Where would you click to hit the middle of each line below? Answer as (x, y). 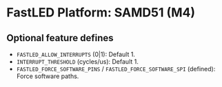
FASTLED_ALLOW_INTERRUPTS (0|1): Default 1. (76, 54)
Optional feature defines (60, 38)
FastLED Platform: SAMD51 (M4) (101, 13)
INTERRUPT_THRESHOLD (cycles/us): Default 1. (77, 62)
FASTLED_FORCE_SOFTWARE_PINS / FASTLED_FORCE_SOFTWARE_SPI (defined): (116, 69)
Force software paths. (48, 76)
